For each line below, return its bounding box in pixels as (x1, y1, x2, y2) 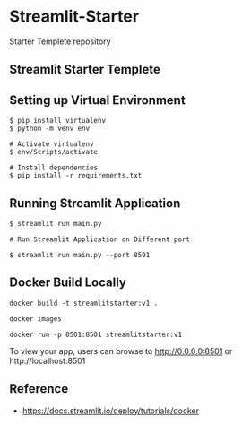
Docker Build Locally (9, 275, 127, 291)
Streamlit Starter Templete (9, 62, 161, 77)
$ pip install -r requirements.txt (9, 171, 143, 180)
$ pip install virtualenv (9, 117, 106, 126)
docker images (9, 314, 63, 324)
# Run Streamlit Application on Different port (9, 235, 191, 244)
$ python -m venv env (9, 124, 91, 134)
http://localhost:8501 (9, 355, 86, 366)
